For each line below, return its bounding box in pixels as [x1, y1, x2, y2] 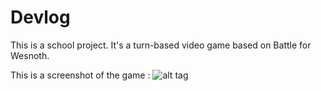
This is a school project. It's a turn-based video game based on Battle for [10, 39, 312, 51]
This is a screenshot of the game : [10, 69, 151, 81]
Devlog [10, 6, 71, 29]
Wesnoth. [10, 49, 50, 61]
